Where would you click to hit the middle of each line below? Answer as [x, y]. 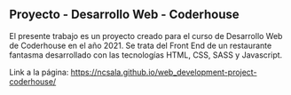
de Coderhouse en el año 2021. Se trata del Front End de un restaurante [141, 45]
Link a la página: [39, 72]
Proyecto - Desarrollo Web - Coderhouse [124, 15]
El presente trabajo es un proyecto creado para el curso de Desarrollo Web [146, 36]
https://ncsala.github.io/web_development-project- [164, 72]
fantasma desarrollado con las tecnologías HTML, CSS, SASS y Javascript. [146, 55]
